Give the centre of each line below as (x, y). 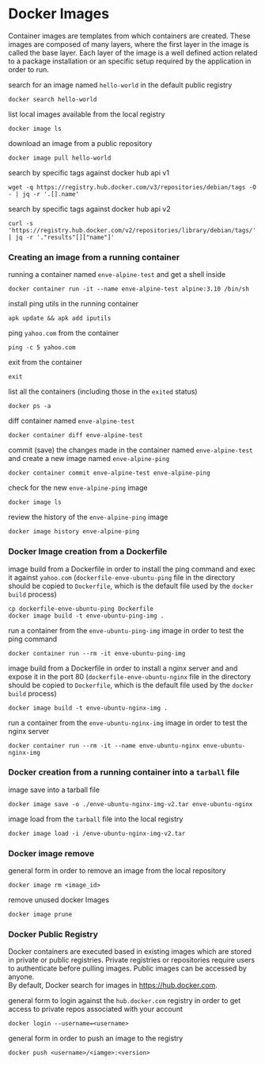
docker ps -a (30, 406)
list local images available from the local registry (87, 114)
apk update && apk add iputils (60, 318)
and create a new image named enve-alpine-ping (89, 459)
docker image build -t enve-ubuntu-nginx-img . (88, 708)
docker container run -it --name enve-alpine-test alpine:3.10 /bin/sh (129, 289)
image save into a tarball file (54, 790)
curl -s (21, 223)
